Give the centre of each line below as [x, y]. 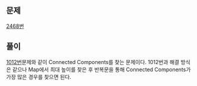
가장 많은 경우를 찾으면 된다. [39, 77]
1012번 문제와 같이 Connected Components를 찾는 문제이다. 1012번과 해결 [93, 62]
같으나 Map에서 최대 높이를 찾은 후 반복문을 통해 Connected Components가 [101, 69]
